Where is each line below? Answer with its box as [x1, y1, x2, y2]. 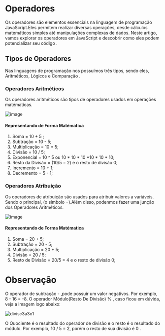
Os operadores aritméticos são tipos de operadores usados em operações [5, 97, 156, 103]
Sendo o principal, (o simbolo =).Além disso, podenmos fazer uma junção [5, 199, 154, 205]
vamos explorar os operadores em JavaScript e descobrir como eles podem [5, 35, 160, 41]
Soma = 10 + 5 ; [12, 134, 44, 140]
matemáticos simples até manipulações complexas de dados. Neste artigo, [5, 30, 157, 36]
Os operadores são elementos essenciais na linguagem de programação [5, 19, 152, 25]
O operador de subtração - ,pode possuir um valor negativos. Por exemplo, [5, 291, 158, 297]
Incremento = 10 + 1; [12, 165, 54, 171]
